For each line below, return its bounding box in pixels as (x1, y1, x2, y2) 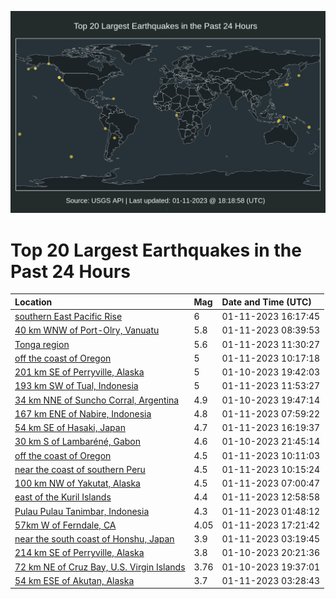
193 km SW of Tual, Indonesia (14, 380, 139, 392)
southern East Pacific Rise (14, 311, 123, 323)
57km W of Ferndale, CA (14, 519, 117, 531)
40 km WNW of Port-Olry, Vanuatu (14, 324, 160, 336)
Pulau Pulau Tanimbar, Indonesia (14, 505, 150, 517)
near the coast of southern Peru (14, 463, 146, 475)
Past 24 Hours (10, 260, 131, 283)
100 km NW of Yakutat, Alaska (14, 477, 141, 490)
